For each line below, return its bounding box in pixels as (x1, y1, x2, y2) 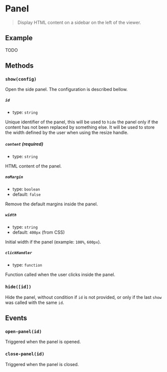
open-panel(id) (5, 329, 42, 334)
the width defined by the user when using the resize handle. (5, 130, 129, 136)
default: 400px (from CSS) (12, 229, 65, 235)
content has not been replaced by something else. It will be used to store (5, 124, 155, 130)
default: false (12, 191, 41, 197)
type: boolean (12, 186, 40, 192)
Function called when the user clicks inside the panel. (5, 272, 116, 278)
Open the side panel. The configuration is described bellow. (5, 87, 128, 93)
